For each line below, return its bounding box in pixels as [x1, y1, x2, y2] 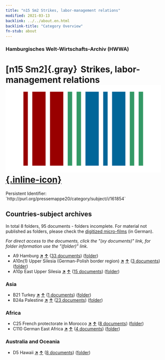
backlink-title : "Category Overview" [5, 24, 83, 29]
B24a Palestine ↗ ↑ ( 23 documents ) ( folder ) [12, 297, 103, 303]
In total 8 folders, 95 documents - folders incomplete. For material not [5, 223, 147, 229]
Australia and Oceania [5, 338, 60, 345]
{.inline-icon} [5, 174, 62, 185]
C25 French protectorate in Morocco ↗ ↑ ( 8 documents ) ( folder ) [12, 321, 144, 326]
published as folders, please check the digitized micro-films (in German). [5, 228, 154, 234]
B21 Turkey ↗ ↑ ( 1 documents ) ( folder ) [12, 292, 92, 298]
